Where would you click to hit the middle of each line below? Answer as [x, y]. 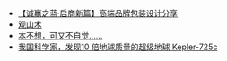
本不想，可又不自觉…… [60, 35]
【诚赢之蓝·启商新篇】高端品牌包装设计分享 [97, 13]
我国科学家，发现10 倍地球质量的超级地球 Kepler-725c [118, 47]
